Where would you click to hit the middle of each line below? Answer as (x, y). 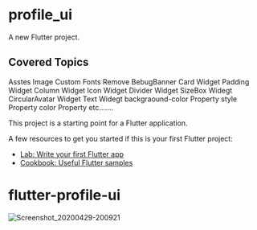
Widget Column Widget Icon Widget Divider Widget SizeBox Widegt (120, 90)
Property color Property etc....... (61, 107)
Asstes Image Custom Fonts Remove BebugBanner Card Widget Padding (129, 81)
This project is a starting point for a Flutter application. (98, 123)
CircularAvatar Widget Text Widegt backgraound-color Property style (123, 99)
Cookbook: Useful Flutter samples (76, 162)
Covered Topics (49, 62)
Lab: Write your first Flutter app (72, 154)
